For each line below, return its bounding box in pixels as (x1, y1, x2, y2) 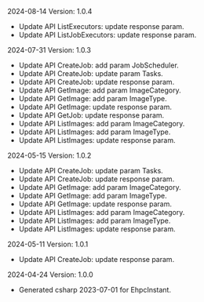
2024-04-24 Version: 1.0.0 (7, 270, 93, 279)
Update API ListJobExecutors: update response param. (18, 31, 197, 39)
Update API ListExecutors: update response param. (18, 22, 185, 31)
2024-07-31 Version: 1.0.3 (7, 45, 92, 54)
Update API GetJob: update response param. (18, 111, 165, 120)
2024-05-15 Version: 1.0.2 (7, 151, 92, 160)
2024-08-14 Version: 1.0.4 (7, 7, 93, 16)
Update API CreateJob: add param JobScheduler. (18, 60, 180, 70)
